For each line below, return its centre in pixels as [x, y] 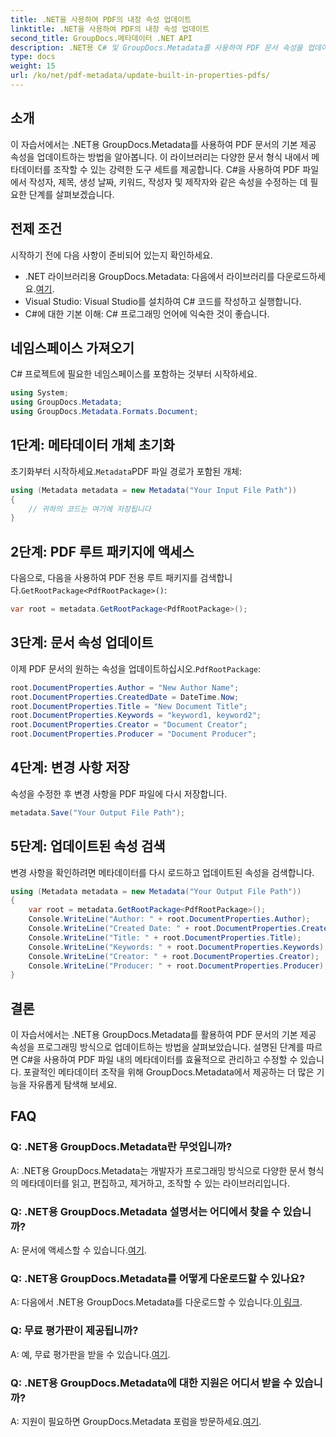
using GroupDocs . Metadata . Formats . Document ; [104, 412]
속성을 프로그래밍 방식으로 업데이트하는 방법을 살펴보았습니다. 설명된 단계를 [157, 1047]
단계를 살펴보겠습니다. [71, 194]
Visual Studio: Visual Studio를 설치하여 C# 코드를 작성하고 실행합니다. [163, 301]
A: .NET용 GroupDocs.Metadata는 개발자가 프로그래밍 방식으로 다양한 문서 [158, 1170]
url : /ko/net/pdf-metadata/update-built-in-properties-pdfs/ [140, 76]
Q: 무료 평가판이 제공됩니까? [74, 1331]
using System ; [40, 393]
